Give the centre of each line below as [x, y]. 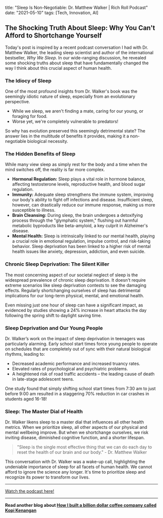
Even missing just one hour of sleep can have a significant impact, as [74, 305]
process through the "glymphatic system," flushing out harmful [75, 221]
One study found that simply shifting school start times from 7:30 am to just [81, 388]
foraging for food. [30, 116]
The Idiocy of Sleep [28, 80]
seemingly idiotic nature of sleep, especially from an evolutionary [70, 96]
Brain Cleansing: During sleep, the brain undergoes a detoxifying [77, 215]
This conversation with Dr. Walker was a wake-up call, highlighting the [75, 462]
